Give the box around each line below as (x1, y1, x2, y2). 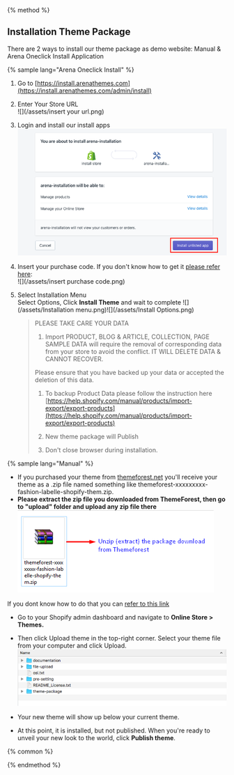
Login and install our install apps (17, 121, 110, 129)
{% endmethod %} (7, 760, 61, 769)
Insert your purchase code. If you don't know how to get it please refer (17, 262, 221, 270)
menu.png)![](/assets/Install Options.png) (75, 305, 194, 314)
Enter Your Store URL (17, 100, 79, 108)
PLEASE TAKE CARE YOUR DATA (34, 319, 129, 327)
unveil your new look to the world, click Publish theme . (17, 733, 176, 742)
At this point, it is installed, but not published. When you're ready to (17, 726, 210, 735)
